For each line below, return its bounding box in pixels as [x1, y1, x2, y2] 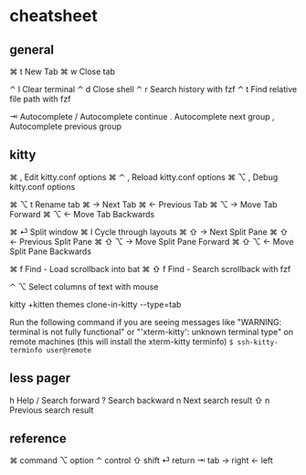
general [9, 42, 55, 58]
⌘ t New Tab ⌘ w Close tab [9, 66, 116, 77]
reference [9, 431, 67, 447]
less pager [9, 371, 71, 386]
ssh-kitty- [237, 337, 279, 347]
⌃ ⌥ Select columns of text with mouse [9, 280, 159, 292]
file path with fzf [9, 93, 71, 104]
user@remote [46, 345, 92, 354]
